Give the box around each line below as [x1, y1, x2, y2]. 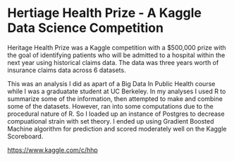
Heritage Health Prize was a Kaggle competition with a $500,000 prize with [7, 43, 227, 52]
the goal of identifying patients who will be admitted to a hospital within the [7, 51, 226, 59]
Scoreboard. [7, 132, 44, 141]
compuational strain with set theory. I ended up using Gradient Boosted [7, 117, 214, 125]
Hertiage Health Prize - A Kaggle [7, 5, 202, 21]
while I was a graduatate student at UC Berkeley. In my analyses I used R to [7, 87, 226, 95]
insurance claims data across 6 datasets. [7, 66, 126, 74]
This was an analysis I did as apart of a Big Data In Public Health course [7, 79, 216, 88]
